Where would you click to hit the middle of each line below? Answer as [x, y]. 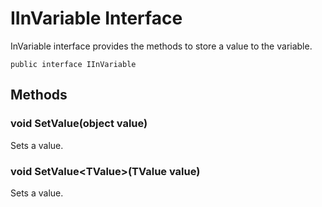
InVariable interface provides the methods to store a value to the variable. [161, 46]
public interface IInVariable [73, 64]
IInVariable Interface [96, 18]
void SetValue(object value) [79, 124]
